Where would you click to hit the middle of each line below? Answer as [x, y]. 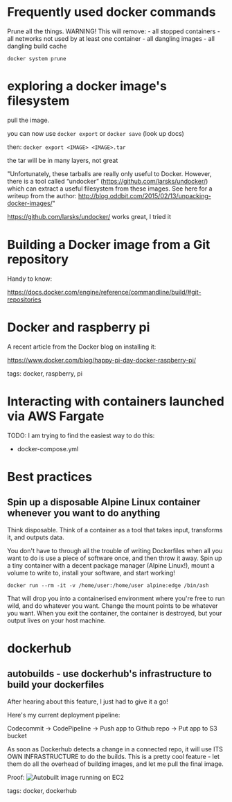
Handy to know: [30, 279]
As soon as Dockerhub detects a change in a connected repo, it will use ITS [115, 749]
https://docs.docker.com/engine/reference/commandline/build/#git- [104, 292]
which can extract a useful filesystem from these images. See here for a [110, 189]
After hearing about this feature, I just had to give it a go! [88, 701]
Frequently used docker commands [111, 12]
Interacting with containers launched [116, 401]
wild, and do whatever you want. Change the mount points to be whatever [113, 605]
